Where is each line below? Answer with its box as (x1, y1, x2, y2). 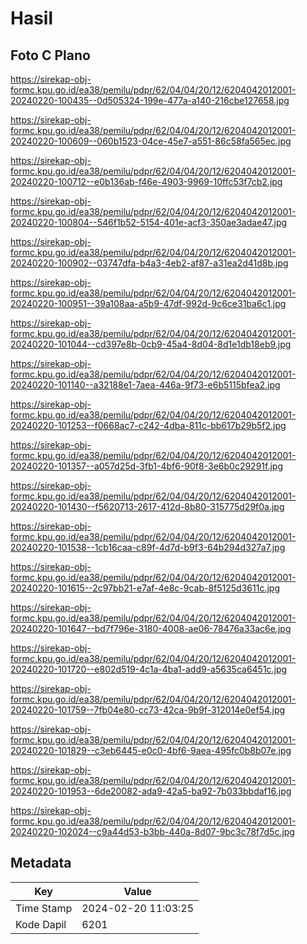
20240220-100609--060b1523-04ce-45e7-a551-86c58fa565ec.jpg (10, 135, 292, 147)
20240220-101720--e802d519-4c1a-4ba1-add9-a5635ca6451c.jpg (10, 663, 288, 675)
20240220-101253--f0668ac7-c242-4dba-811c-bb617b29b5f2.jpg (10, 420, 287, 431)
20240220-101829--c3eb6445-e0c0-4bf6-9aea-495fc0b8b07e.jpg (10, 745, 292, 756)
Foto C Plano (10, 47, 91, 64)
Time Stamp (15, 901, 73, 915)
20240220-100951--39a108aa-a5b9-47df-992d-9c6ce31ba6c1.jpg (10, 298, 287, 309)
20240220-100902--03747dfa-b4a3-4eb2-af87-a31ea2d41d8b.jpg (10, 257, 289, 269)
